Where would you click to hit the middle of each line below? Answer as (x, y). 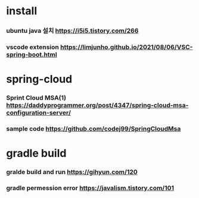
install (22, 11)
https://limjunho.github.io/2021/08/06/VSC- (127, 47)
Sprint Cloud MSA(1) (36, 98)
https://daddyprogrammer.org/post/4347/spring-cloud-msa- (97, 106)
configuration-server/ (39, 113)
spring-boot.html (32, 55)
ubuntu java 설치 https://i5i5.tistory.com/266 (72, 31)
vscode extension (33, 47)
